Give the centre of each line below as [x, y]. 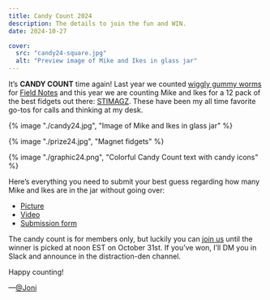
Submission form [48, 223]
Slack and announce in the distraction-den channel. [94, 256]
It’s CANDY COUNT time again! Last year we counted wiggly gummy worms [135, 84]
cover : [19, 46]
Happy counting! [36, 272]
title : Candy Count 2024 [50, 16]
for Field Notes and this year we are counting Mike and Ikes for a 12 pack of [135, 93]
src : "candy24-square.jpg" [61, 54]
